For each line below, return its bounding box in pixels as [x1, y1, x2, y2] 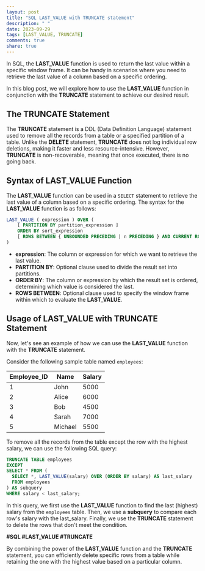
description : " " [6, 20, 51, 26]
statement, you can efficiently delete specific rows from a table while [6, 551, 180, 559]
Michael [54, 422, 77, 431]
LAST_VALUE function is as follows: [6, 204, 96, 212]
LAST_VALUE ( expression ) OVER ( [6, 217, 95, 223]
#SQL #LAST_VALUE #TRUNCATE [6, 533, 93, 540]
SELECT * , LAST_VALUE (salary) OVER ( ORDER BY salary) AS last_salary [12, 474, 192, 480]
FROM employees [12, 479, 51, 485]
